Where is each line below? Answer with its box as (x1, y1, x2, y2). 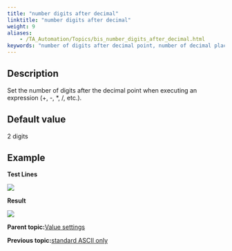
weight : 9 (7, 23, 36, 30)
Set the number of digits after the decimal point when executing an (7, 86, 197, 94)
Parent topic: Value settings (7, 223, 85, 232)
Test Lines (7, 170, 38, 178)
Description (7, 68, 59, 80)
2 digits (7, 132, 29, 140)
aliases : (7, 29, 32, 37)
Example (7, 152, 46, 164)
